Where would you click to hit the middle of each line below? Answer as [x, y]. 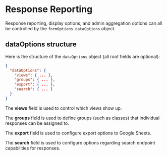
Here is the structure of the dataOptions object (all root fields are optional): [83, 56]
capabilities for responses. [33, 148]
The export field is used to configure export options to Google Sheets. [78, 133]
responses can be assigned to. [37, 123]
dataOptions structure [41, 45]
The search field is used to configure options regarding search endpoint [80, 142]
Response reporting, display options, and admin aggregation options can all [84, 23]
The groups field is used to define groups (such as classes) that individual [82, 118]
